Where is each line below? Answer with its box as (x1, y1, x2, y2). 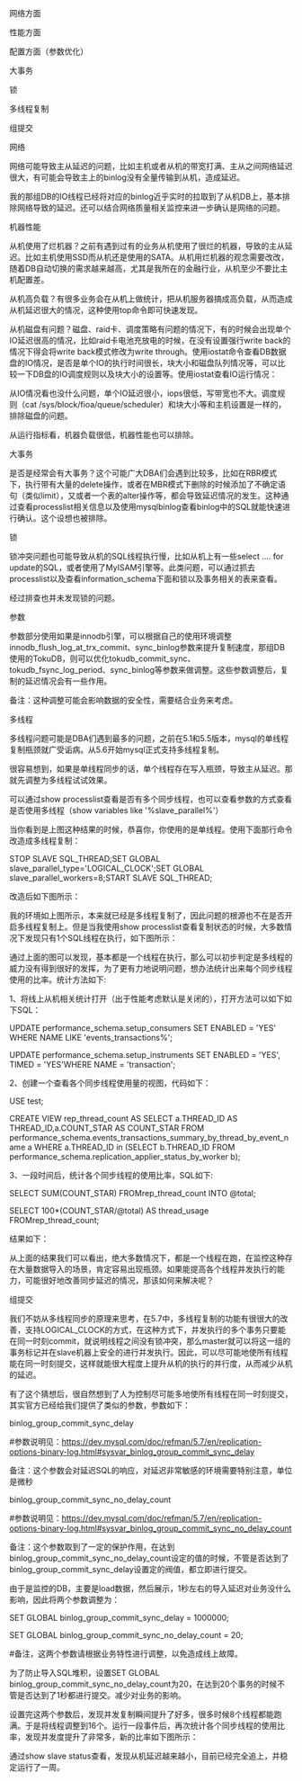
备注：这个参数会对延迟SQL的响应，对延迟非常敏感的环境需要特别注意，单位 (9, 1465, 293, 1475)
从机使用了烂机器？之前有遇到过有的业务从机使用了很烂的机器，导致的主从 (9, 241, 285, 251)
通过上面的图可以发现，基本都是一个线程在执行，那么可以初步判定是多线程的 (9, 952, 293, 962)
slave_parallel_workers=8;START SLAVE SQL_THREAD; (9, 873, 213, 883)
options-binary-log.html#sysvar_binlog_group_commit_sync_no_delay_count (9, 1523, 292, 1534)
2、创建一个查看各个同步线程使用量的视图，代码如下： (9, 1078, 211, 1088)
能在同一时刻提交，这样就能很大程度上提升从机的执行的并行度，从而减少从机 (9, 1358, 293, 1369)
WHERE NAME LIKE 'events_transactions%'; (9, 1033, 173, 1043)
